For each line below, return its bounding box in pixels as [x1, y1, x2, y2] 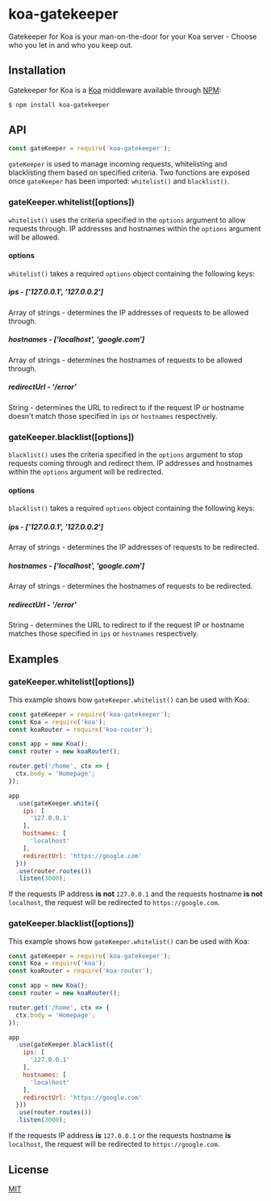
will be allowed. [8, 232, 60, 242]
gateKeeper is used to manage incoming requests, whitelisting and [8, 159, 227, 169]
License [8, 1162, 49, 1177]
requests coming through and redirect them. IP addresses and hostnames [8, 459, 253, 468]
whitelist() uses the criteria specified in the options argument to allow [8, 215, 246, 225]
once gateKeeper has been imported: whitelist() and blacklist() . [8, 176, 230, 186]
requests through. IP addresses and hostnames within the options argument [8, 223, 261, 233]
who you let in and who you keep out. [8, 40, 133, 49]
